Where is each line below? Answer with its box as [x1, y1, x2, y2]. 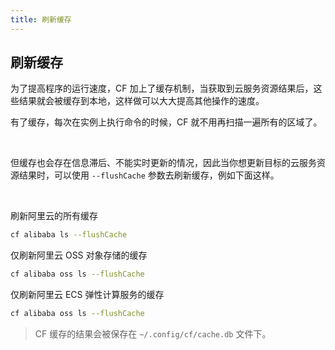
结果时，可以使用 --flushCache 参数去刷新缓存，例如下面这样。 [18, 169, 280, 181]
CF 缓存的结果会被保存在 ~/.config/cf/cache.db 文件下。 [34, 328, 272, 340]
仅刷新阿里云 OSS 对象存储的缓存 [10, 249, 148, 261]
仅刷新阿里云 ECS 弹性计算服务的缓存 [10, 289, 165, 301]
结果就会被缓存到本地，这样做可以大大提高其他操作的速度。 [18, 95, 265, 107]
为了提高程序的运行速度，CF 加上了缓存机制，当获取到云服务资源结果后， [10, 82, 314, 95]
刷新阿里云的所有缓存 [10, 210, 98, 222]
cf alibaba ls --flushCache [10, 230, 128, 240]
